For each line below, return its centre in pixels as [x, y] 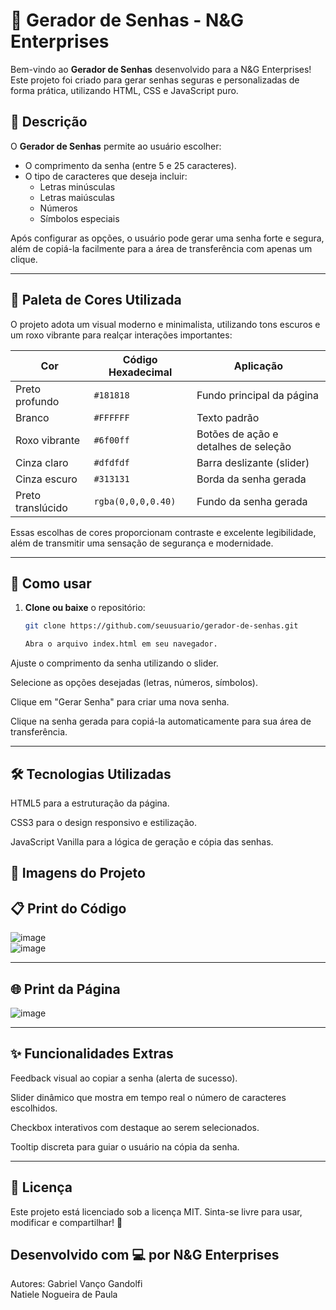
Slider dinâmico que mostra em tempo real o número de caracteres [148, 1097]
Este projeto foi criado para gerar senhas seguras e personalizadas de [155, 80]
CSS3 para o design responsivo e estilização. [104, 822]
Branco [32, 417]
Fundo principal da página [258, 395]
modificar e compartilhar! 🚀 [66, 1222]
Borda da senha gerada [251, 479]
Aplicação [258, 366]
